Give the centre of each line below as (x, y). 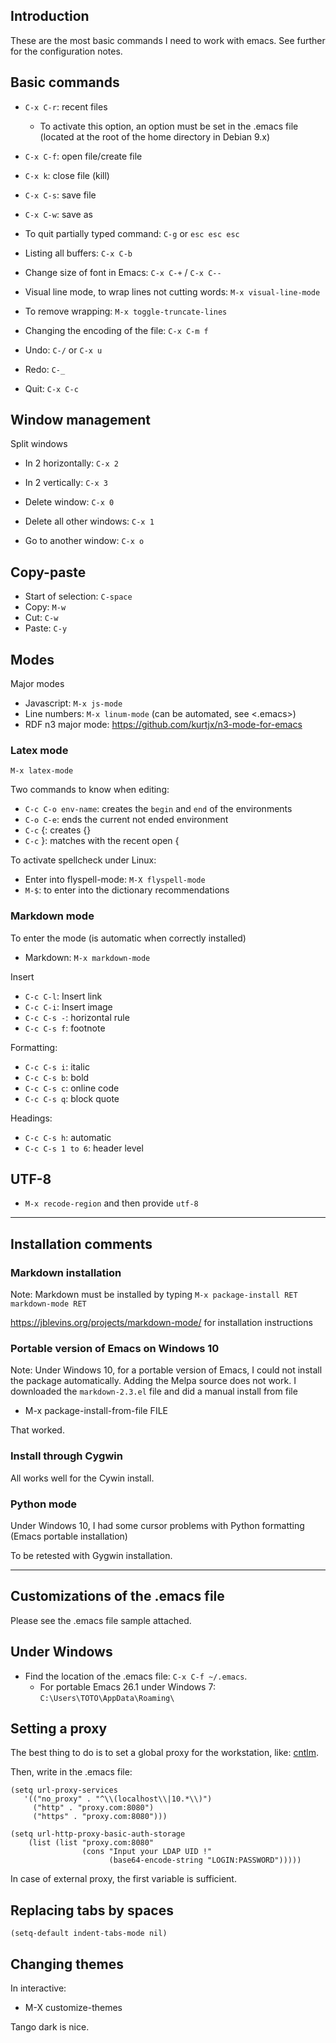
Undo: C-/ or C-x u (63, 350)
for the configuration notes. (66, 51)
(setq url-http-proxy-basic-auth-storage (98, 1834)
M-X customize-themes (73, 2008)
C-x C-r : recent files (66, 106)
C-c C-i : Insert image (68, 1006)
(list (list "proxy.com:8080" (91, 1843)
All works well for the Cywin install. (82, 1478)
